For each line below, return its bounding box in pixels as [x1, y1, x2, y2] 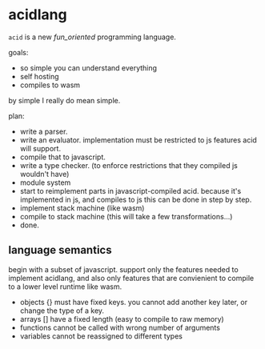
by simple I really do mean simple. [8, 95, 121, 105]
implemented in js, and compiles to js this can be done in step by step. [19, 195, 252, 204]
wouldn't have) [19, 169, 70, 179]
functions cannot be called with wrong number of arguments [19, 323, 220, 332]
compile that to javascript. [19, 152, 106, 162]
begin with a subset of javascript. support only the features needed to [8, 264, 239, 274]
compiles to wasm [19, 80, 81, 90]
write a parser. [19, 126, 68, 136]
